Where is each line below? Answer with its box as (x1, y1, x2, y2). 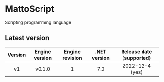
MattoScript (5, 3, 55, 15)
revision (62, 54, 82, 61)
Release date (121, 48, 152, 55)
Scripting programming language (5, 20, 72, 25)
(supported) (122, 54, 151, 61)
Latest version (5, 34, 50, 42)
